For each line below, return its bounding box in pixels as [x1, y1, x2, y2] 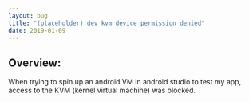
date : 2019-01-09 [8, 26, 66, 34]
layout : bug [8, 11, 48, 20]
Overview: [8, 56, 61, 69]
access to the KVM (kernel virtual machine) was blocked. [8, 85, 196, 96]
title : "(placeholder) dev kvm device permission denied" [8, 19, 205, 27]
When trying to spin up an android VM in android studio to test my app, [8, 77, 242, 87]
